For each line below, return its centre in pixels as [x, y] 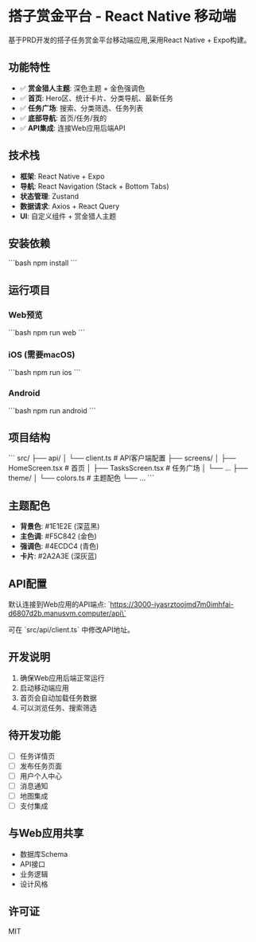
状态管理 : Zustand [49, 196]
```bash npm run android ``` [52, 410]
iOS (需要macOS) [42, 354]
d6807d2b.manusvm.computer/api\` [67, 613]
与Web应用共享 [46, 833]
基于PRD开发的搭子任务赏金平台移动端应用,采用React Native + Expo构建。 [130, 40]
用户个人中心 [41, 776]
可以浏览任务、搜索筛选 [58, 707]
